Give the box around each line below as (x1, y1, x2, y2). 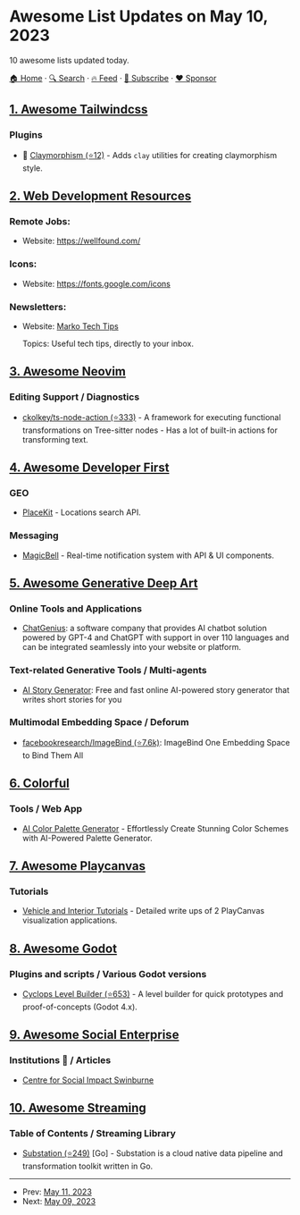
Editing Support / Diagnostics (9, 391, 140, 403)
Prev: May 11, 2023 (21, 1186, 92, 1197)
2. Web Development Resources (9, 189, 192, 204)
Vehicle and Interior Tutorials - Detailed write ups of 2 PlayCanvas (21, 906, 265, 916)
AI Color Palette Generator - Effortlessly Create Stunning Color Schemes (21, 823, 289, 833)
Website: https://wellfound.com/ (21, 235, 141, 247)
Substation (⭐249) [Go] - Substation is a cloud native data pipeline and (21, 1148, 284, 1159)
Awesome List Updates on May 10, (9, 6, 269, 27)
